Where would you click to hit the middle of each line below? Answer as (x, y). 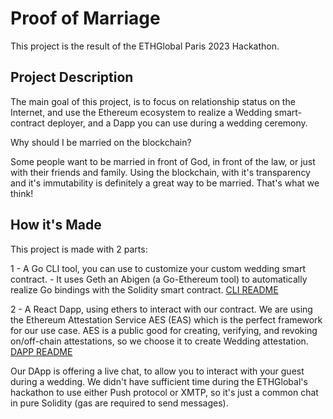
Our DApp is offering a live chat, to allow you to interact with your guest (157, 371)
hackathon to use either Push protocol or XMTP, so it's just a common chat (164, 392)
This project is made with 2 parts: (79, 249)
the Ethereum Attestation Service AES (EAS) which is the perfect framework (166, 319)
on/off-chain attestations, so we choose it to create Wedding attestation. (159, 341)
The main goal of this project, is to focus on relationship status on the (153, 101)
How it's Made (56, 225)
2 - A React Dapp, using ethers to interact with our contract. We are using (161, 309)
